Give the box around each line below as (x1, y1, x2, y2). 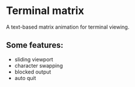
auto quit (14, 74, 36, 81)
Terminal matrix (6, 4, 85, 18)
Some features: (6, 40, 64, 50)
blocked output (14, 68, 51, 75)
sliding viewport (14, 55, 54, 62)
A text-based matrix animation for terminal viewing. (6, 23, 130, 30)
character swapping (14, 62, 63, 69)
